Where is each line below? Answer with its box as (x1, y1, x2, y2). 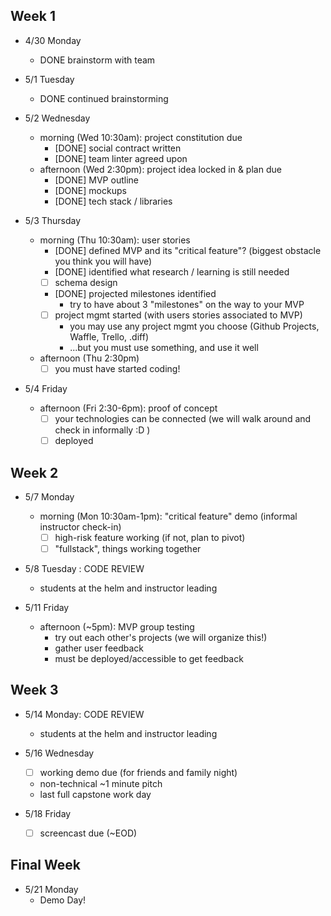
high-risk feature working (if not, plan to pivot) (54, 531, 246, 543)
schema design (54, 276, 118, 288)
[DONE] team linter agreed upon (54, 152, 188, 164)
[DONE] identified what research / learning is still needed (54, 265, 290, 278)
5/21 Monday (24, 883, 79, 895)
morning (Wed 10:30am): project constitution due (39, 131, 243, 143)
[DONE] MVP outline (54, 174, 139, 186)
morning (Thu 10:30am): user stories (39, 234, 191, 246)
